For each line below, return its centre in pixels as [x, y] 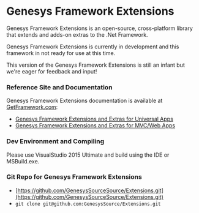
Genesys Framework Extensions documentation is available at [84, 101]
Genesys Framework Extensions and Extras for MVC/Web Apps [95, 125]
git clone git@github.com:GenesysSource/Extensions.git [88, 204]
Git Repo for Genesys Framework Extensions [74, 177]
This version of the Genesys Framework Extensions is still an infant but [96, 65]
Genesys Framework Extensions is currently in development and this [93, 47]
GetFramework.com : [32, 107]
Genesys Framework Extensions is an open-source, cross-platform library [99, 28]
